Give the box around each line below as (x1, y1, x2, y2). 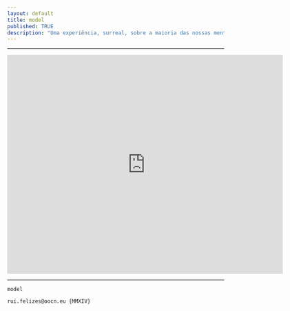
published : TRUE (7, 23, 54, 30)
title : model (7, 17, 45, 23)
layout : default (7, 10, 54, 17)
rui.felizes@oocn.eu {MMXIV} (7, 298, 91, 305)
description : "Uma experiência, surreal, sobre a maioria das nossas (7, 29, 211, 36)
